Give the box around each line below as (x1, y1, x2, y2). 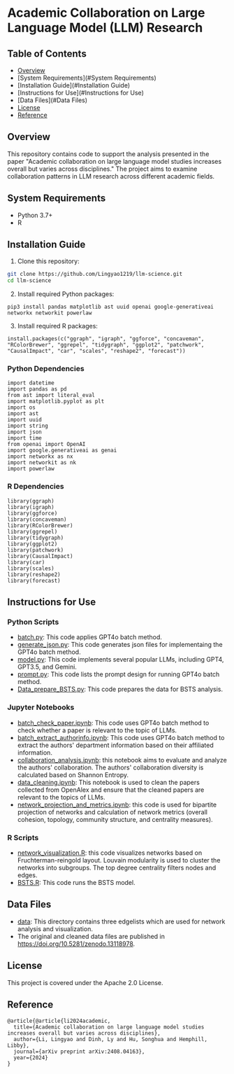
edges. (17, 871, 38, 879)
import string (7, 422, 49, 430)
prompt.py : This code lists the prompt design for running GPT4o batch (17, 670, 220, 678)
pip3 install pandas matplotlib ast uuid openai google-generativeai (7, 303, 214, 311)
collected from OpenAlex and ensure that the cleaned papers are (17, 786, 205, 794)
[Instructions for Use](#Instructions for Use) (17, 89, 145, 97)
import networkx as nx (7, 453, 73, 460)
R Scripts (7, 832, 39, 842)
